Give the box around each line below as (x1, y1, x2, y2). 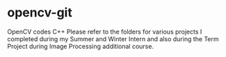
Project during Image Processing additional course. (7, 42, 154, 50)
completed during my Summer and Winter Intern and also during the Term (7, 34, 219, 43)
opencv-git (7, 5, 73, 21)
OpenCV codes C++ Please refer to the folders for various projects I (7, 27, 202, 36)
